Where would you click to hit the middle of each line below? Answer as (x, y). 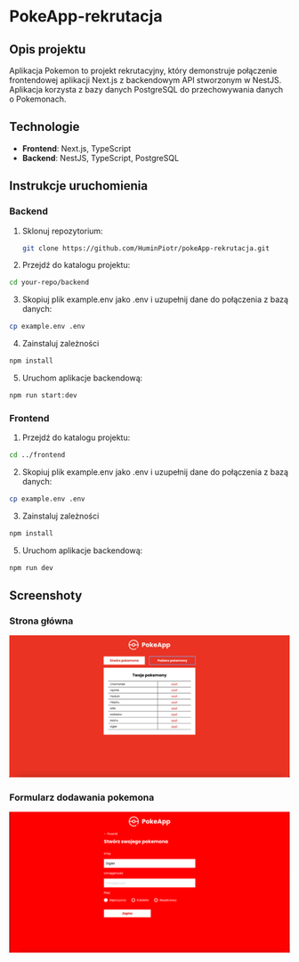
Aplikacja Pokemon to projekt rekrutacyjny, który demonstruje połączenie (143, 70)
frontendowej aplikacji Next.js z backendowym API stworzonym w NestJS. (145, 80)
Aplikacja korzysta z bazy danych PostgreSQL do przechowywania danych (146, 90)
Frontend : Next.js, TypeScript (77, 148)
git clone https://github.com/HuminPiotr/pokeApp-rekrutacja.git (145, 248)
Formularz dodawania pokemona (82, 797)
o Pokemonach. (38, 99)
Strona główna (41, 621)
